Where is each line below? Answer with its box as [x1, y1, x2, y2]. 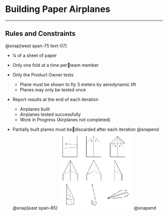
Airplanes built [19, 106, 50, 112]
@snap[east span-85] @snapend [12, 205, 156, 211]
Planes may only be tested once [19, 86, 86, 93]
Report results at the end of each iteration [12, 96, 98, 102]
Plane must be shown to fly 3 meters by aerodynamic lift [19, 81, 136, 87]
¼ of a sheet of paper [12, 52, 57, 58]
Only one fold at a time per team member [12, 62, 99, 68]
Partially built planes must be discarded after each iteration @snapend [12, 126, 159, 132]
